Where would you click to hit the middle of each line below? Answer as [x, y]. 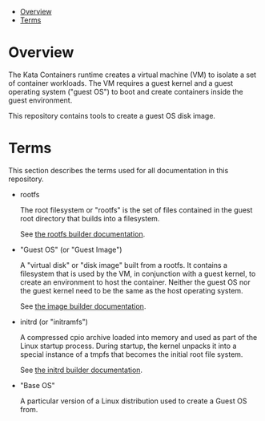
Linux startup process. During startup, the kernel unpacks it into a [128, 346]
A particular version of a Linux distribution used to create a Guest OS [133, 401]
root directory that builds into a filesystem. [90, 218]
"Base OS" [38, 385]
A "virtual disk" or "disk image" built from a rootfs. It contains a [124, 265]
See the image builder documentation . [83, 306]
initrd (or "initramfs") [54, 322]
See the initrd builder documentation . [81, 370]
